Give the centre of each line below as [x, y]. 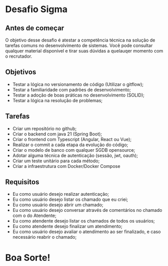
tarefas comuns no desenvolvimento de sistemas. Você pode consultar [79, 46]
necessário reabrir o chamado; [44, 237]
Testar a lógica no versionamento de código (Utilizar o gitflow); [78, 84]
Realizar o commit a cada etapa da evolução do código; [70, 145]
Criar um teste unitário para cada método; [56, 161]
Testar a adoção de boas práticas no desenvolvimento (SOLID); [78, 95]
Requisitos [22, 182]
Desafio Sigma [37, 9]
